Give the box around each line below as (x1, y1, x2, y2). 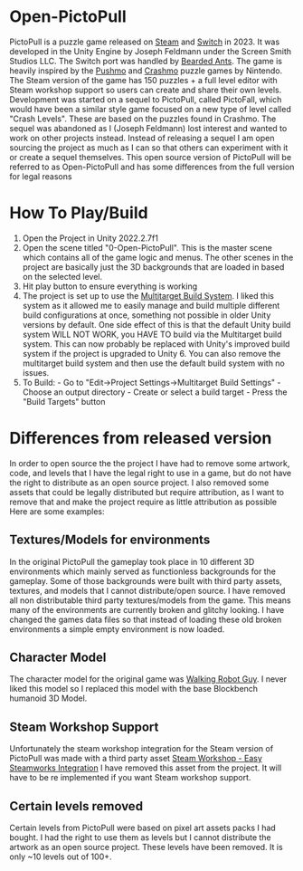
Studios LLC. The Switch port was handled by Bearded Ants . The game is (9, 55, 283, 66)
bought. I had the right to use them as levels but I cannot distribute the (9, 832, 271, 843)
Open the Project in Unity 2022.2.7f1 (22, 233, 158, 244)
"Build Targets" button (22, 396, 106, 407)
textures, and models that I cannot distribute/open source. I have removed (9, 585, 286, 596)
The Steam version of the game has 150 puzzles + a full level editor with (9, 74, 278, 85)
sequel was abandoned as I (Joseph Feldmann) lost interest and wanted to (9, 122, 288, 133)
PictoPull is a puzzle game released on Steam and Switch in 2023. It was (9, 36, 280, 47)
